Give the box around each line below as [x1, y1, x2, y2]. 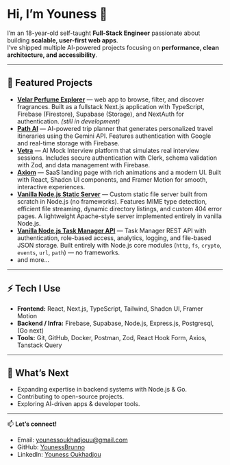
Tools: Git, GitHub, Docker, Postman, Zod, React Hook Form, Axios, [16, 333, 207, 342]
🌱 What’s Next [7, 367, 69, 379]
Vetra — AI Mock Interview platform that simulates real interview [16, 146, 200, 154]
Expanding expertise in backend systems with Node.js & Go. [16, 385, 187, 394]
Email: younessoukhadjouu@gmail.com [16, 436, 128, 444]
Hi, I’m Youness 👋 [7, 6, 108, 22]
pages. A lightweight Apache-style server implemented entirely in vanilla [16, 212, 222, 220]
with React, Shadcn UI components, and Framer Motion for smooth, [16, 175, 207, 184]
